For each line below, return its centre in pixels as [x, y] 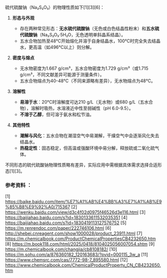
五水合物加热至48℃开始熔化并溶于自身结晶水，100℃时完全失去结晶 [90, 41]
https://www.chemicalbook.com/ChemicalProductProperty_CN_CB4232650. [83, 265]
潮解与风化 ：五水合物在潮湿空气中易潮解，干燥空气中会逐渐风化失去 [89, 136]
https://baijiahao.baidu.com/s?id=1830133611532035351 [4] [66, 218]
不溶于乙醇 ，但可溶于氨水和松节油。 [57, 114]
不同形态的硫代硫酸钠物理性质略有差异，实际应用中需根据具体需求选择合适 [81, 165]
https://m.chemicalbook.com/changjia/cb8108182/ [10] [61, 249]
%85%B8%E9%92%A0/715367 [38, 207]
